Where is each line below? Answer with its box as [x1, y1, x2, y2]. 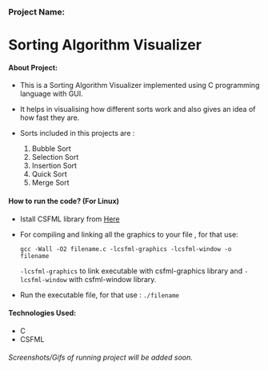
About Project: [8, 62, 58, 72]
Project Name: [8, 6, 66, 18]
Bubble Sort [31, 144, 72, 153]
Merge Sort [31, 178, 70, 188]
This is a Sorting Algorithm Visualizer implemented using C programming [19, 81, 260, 90]
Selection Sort [31, 153, 79, 162]
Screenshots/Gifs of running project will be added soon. [8, 352, 194, 362]
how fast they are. [19, 113, 80, 122]
